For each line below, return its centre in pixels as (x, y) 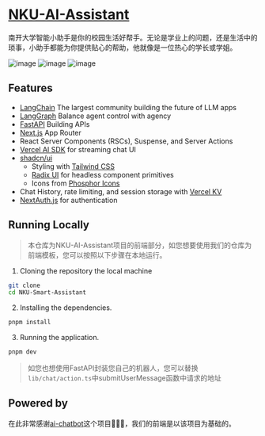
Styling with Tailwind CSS (73, 166)
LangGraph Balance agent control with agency (95, 116)
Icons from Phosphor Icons (76, 183)
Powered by (38, 403)
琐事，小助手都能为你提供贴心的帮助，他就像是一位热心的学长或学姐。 (123, 47)
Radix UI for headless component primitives (102, 174)
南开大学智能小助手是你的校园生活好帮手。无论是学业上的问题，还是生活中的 (133, 37)
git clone (25, 285)
